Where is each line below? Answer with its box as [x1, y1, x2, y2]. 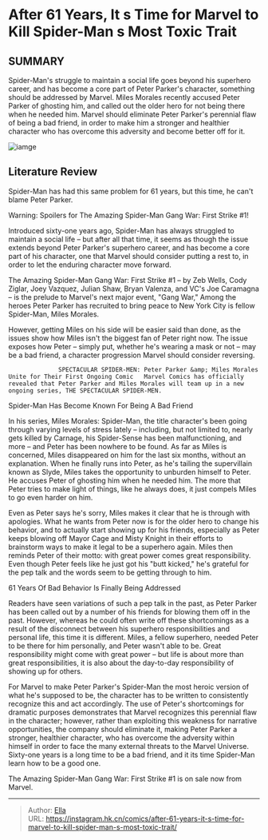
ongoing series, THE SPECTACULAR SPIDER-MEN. [8, 386, 162, 395]
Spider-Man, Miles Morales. [8, 309, 100, 319]
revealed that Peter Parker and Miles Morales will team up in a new [8, 380, 245, 388]
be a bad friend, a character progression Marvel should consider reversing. [8, 350, 255, 360]
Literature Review [8, 165, 98, 179]
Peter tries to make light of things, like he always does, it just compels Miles [8, 484, 257, 493]
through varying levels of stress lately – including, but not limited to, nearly [8, 424, 254, 434]
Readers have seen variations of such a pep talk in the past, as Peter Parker [8, 598, 258, 608]
